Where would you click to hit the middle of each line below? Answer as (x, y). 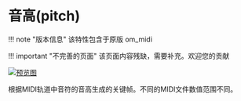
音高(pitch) (44, 16)
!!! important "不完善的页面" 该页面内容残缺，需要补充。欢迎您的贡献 (119, 56)
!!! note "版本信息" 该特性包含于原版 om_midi (80, 39)
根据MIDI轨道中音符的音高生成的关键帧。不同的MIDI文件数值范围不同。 (123, 89)
